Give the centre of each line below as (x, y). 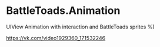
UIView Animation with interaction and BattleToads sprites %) (80, 27)
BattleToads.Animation (63, 11)
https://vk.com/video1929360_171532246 (56, 38)
